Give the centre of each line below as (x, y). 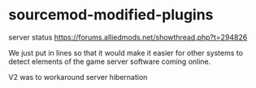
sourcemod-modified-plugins (111, 15)
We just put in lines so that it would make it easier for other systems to (126, 52)
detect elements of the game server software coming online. (110, 61)
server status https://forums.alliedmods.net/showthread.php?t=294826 (128, 37)
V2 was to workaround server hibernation (78, 77)
